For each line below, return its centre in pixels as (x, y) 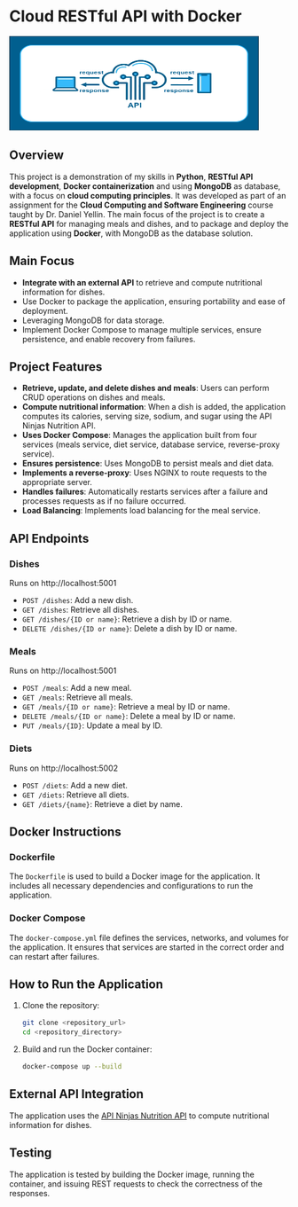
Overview (37, 156)
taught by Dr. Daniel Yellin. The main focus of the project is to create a (137, 214)
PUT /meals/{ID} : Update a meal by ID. (92, 725)
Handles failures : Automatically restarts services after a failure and (145, 492)
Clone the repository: (61, 1006)
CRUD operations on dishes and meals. (94, 397)
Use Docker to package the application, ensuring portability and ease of (153, 301)
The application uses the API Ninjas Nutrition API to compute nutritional (139, 1116)
